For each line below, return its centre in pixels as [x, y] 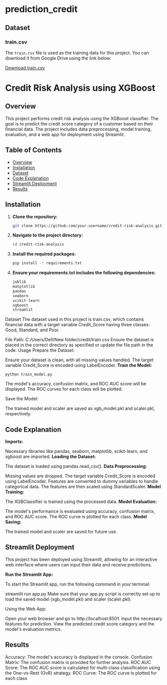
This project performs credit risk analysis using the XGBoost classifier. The [82, 118]
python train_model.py [29, 375]
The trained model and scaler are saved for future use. [61, 532]
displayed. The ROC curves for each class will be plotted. [64, 389]
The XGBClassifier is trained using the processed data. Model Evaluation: [81, 502]
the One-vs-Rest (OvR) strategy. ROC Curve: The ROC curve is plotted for [81, 673]
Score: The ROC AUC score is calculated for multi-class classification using [83, 667]
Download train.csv [25, 68]
